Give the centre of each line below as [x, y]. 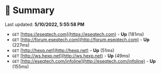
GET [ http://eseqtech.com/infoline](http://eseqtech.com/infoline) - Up [84, 61]
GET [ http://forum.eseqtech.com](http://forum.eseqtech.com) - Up [81, 40]
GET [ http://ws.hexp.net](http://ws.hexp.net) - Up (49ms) [71, 56]
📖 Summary [30, 10]
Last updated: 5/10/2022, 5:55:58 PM [45, 24]
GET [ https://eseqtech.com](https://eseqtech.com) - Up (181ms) [78, 34]
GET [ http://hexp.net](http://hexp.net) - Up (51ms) [63, 50]
